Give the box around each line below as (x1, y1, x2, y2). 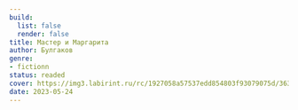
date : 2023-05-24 (9, 87, 74, 96)
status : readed (9, 71, 66, 80)
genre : (9, 54, 34, 63)
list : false (17, 21, 62, 30)
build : (9, 12, 34, 22)
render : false (17, 29, 69, 38)
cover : (9, 79, 34, 88)
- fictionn (9, 63, 50, 72)
